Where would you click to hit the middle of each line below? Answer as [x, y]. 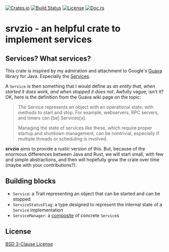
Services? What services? [48, 58]
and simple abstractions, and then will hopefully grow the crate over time [82, 160]
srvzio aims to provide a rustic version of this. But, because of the [75, 149]
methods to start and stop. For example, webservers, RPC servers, [88, 112]
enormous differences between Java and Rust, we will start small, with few [85, 154]
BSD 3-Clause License [29, 244]
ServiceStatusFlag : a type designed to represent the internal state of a [87, 204]
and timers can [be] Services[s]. [52, 118]
